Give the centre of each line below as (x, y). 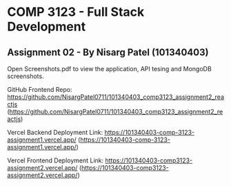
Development (47, 27)
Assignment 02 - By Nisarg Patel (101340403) (108, 52)
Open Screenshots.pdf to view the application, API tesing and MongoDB (109, 69)
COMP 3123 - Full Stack (76, 12)
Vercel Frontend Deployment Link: (56, 160)
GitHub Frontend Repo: (40, 90)
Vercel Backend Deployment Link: (55, 132)
